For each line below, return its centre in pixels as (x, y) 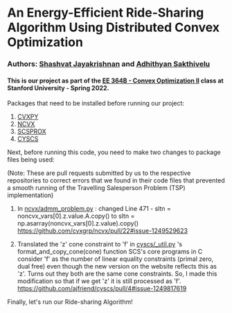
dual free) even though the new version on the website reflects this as (117, 267)
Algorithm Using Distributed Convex (114, 27)
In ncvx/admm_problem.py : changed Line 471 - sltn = (94, 209)
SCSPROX (32, 132)
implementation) (30, 195)
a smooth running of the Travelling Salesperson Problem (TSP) (96, 188)
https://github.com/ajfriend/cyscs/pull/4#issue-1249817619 (102, 289)
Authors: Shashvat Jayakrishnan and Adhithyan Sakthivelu (109, 64)
